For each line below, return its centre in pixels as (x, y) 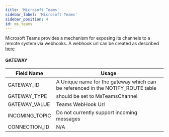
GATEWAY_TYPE (27, 96)
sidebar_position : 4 (27, 19)
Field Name (30, 73)
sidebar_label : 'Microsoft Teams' (41, 15)
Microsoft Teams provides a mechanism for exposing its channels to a (78, 38)
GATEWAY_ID (24, 85)
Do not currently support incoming (97, 112)
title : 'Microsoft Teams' (32, 10)
